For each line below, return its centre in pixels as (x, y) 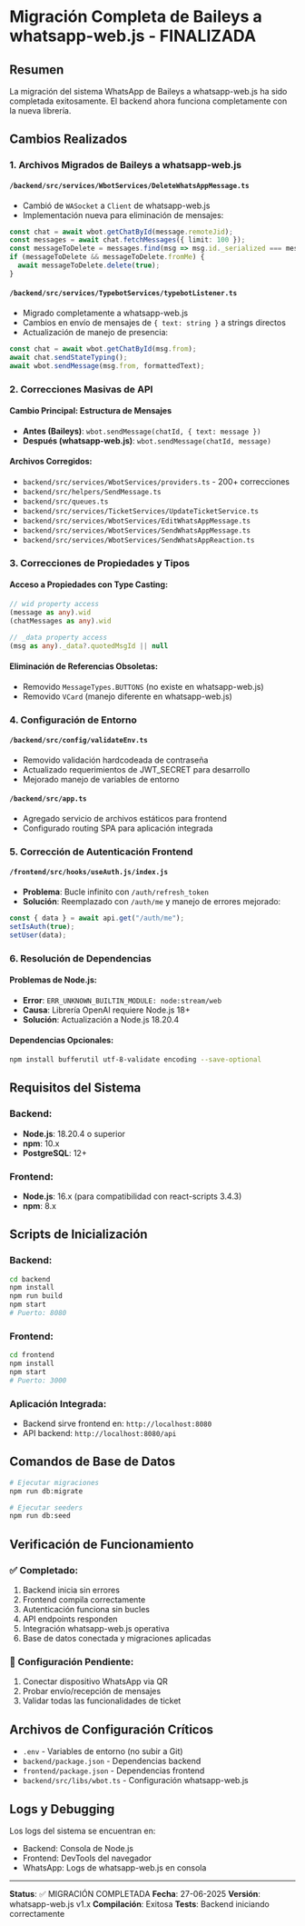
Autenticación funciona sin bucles (86, 1610)
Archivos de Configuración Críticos (112, 1729)
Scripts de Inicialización (79, 1235)
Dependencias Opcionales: (62, 1040)
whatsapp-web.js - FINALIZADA (133, 36)
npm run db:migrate (46, 1491)
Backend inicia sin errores (71, 1590)
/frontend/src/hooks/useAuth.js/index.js (89, 873)
